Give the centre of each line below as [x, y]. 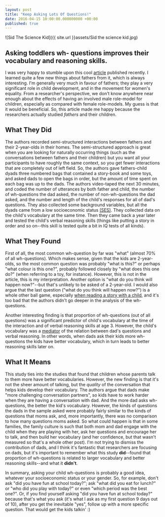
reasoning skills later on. [30, 346]
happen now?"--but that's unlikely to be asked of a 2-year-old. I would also [82, 285]
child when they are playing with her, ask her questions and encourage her [81, 432]
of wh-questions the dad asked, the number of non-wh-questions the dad [80, 194]
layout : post [18, 10]
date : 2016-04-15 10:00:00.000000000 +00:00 [51, 19]
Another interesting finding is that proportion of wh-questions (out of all [78, 315]
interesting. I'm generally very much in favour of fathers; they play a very [79, 83]
